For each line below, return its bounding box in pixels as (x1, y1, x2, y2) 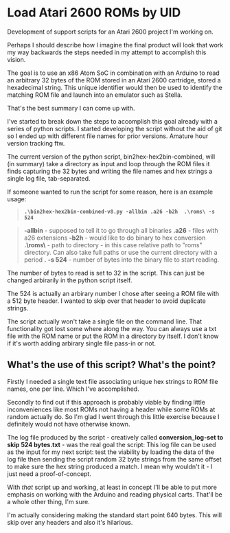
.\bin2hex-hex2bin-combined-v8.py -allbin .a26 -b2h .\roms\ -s (23, 208, 215, 215)
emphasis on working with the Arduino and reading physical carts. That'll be (7, 490, 222, 499)
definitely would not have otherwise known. (7, 420, 130, 428)
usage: (7, 194, 27, 203)
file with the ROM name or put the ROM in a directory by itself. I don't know (7, 332, 219, 340)
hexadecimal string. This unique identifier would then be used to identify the (7, 83, 223, 91)
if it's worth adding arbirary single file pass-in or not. (7, 339, 157, 348)
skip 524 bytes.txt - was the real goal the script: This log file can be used (7, 440, 216, 449)
